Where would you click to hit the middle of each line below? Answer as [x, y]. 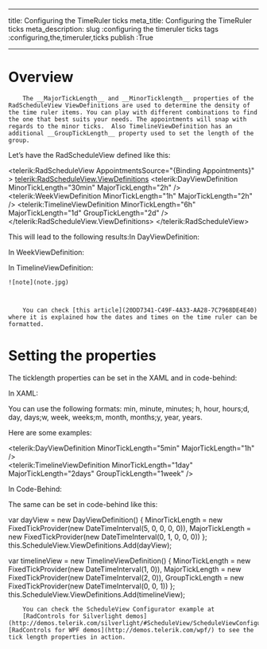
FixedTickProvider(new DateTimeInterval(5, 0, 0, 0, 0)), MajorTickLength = [130, 528]
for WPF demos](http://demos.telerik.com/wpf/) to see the [154, 630]
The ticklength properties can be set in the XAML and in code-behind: [123, 378]
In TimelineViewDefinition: [51, 267]
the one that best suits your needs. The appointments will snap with [128, 119]
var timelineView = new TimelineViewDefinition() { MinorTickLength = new [130, 560]
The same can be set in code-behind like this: [83, 504]
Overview [41, 77]
